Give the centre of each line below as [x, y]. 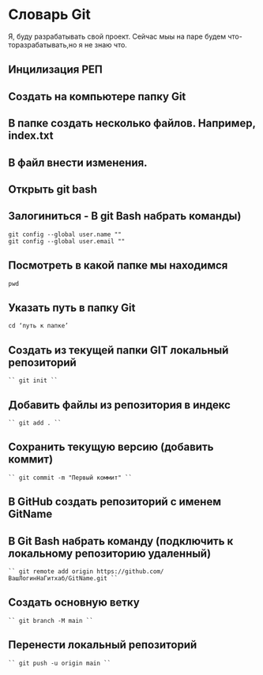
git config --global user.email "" [67, 241]
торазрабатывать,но [43, 44]
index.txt [31, 136]
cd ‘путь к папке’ [38, 326]
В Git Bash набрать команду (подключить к [121, 541]
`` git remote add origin [51, 571]
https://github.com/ [130, 571]
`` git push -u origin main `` [60, 663]
